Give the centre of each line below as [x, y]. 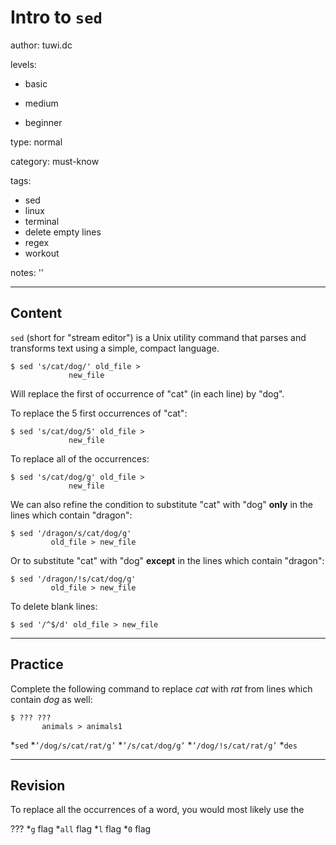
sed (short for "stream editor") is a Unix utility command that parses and [158, 337]
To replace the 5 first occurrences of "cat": [99, 413]
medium [41, 103]
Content [36, 313]
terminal [42, 221]
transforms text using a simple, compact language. [115, 348]
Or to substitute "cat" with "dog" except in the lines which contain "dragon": [167, 560]
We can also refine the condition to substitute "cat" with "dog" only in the [161, 504]
